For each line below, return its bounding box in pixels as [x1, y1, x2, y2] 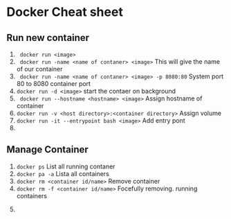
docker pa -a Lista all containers [16, 169, 110, 177]
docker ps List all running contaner [16, 162, 115, 170]
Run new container [6, 32, 90, 44]
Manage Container [6, 143, 89, 156]
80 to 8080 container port [16, 80, 91, 87]
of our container [16, 65, 63, 73]
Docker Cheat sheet [6, 4, 124, 20]
